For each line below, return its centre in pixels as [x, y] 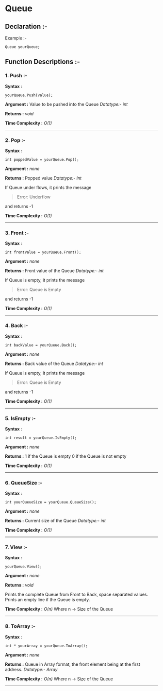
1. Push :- [16, 76]
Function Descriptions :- [42, 62]
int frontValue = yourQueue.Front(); [43, 252]
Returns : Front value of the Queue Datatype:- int [54, 271]
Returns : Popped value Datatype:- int [43, 178]
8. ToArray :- [20, 626]
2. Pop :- [15, 140]
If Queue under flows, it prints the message [48, 187]
